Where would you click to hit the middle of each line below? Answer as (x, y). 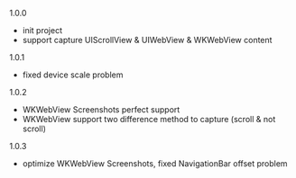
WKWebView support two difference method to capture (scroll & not (149, 119)
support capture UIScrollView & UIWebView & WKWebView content (147, 40)
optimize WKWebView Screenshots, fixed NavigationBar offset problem (155, 164)
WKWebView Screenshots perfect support (101, 110)
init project (42, 30)
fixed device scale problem (73, 75)
